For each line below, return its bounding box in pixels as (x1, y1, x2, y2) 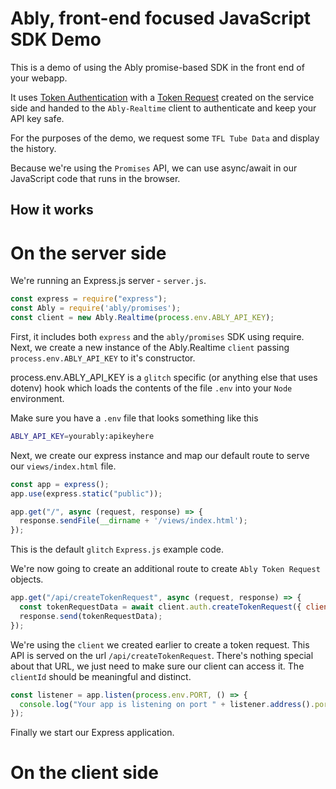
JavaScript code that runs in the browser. (10, 172, 181, 184)
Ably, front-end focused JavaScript (10, 7, 312, 30)
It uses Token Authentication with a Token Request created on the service (10, 91, 315, 103)
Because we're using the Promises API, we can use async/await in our (10, 162, 298, 174)
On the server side (10, 242, 167, 264)
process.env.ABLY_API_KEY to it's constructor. (10, 352, 196, 364)
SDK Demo (10, 28, 102, 51)
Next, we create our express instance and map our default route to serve (10, 449, 310, 461)
